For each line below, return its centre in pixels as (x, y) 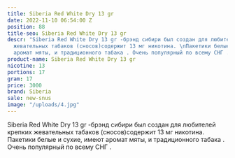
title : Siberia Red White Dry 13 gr (60, 14)
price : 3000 (24, 85)
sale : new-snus (29, 99)
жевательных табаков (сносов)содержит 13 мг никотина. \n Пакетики (112, 46)
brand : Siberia (29, 92)
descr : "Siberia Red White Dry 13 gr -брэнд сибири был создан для (108, 40)
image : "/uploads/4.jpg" (43, 105)
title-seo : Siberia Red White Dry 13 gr (67, 33)
